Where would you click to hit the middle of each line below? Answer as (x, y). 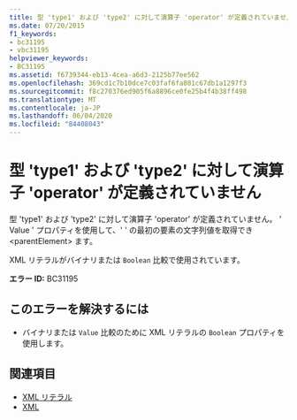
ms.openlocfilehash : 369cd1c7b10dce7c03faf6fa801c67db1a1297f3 (128, 83)
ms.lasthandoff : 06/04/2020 (61, 116)
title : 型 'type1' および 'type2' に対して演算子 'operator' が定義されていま (145, 17)
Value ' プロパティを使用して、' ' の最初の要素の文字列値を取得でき (131, 230)
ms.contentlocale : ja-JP (55, 108)
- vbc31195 (29, 50)
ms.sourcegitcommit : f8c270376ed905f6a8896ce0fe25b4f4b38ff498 (128, 91)
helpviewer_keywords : (49, 58)
